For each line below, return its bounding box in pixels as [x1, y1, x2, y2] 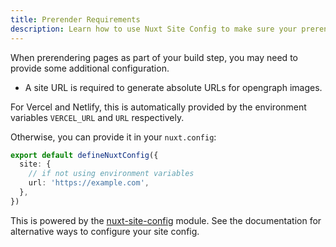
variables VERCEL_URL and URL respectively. [10, 111, 185, 123]
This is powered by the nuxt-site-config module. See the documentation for [10, 214, 322, 226]
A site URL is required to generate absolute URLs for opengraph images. [24, 81, 323, 93]
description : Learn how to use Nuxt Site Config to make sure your [10, 24, 298, 34]
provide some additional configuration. [10, 62, 170, 74]
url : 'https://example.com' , [28, 178, 150, 188]
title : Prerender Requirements [10, 14, 141, 25]
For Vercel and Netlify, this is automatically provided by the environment [10, 101, 307, 113]
